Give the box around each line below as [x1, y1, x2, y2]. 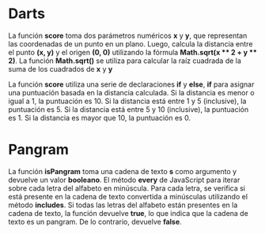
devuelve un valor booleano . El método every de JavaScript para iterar [8, 175, 240, 184]
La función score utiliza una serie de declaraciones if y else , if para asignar [8, 80, 255, 89]
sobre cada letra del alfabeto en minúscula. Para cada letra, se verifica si [8, 183, 245, 193]
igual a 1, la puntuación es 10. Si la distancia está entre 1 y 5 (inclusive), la [8, 96, 247, 106]
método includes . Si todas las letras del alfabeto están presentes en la [8, 200, 238, 210]
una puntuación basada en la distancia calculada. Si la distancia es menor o [8, 87, 255, 97]
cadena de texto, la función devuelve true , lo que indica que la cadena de [8, 208, 249, 217]
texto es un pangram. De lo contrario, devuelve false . [8, 217, 182, 226]
